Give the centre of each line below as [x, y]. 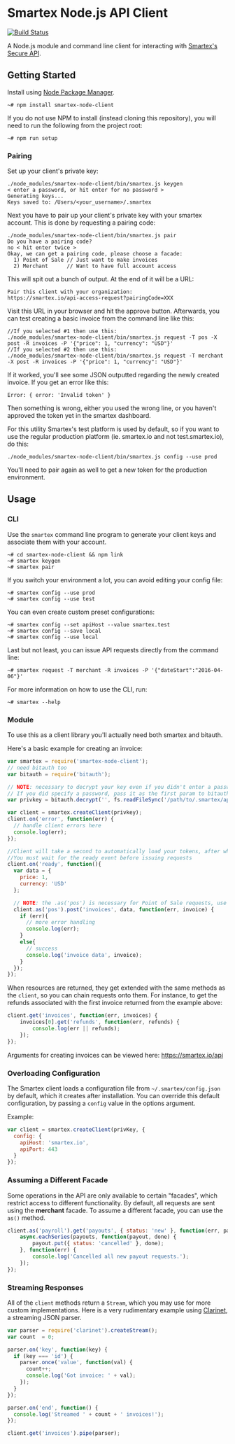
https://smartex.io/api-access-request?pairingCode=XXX [90, 298]
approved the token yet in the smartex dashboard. [79, 416]
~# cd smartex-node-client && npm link [65, 554]
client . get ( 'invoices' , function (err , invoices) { [83, 1016]
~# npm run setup [33, 138]
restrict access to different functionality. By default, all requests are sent [111, 1203]
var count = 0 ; [31, 1337]
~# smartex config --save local [54, 631]
